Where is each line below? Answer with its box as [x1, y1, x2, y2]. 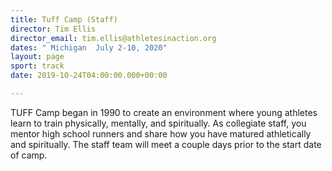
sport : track [10, 61, 65, 71]
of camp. [10, 149, 48, 161]
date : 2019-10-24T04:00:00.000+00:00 [10, 71, 168, 81]
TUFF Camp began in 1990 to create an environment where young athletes [10, 106, 318, 118]
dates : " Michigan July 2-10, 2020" [10, 42, 168, 53]
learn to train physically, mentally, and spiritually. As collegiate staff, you [10, 117, 307, 129]
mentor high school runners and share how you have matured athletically [10, 127, 312, 140]
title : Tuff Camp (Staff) [10, 14, 118, 25]
